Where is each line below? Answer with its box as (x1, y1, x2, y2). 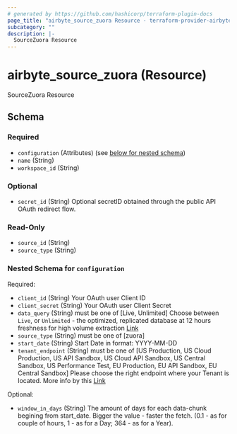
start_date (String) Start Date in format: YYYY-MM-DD (17, 338, 178, 347)
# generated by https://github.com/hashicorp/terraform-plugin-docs (7, 10, 213, 18)
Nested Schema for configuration (7, 263, 125, 273)
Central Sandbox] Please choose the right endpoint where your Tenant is (17, 369, 229, 377)
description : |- (7, 30, 55, 38)
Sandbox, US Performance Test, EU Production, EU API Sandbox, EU (17, 361, 217, 370)
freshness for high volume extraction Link (17, 324, 139, 332)
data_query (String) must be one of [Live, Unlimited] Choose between (17, 309, 219, 317)
